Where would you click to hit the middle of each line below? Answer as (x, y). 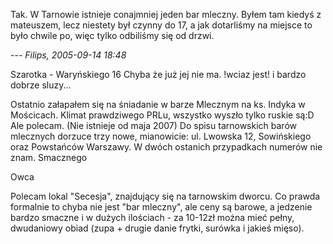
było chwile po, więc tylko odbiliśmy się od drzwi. (112, 35)
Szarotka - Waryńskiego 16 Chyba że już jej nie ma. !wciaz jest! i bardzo (158, 74)
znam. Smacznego (49, 157)
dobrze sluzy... (41, 85)
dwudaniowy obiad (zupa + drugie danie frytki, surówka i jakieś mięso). (157, 228)
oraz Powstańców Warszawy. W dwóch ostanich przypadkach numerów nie (166, 147)
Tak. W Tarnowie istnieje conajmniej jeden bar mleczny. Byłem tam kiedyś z (166, 14)
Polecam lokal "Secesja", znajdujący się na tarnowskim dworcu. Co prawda (165, 196)
